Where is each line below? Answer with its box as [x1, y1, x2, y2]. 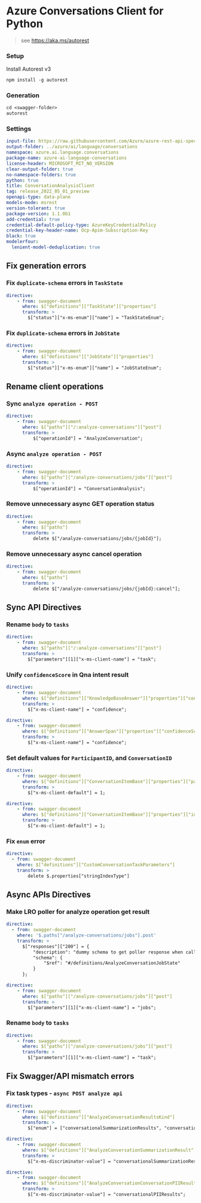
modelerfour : [6, 239, 39, 245]
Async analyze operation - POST [6, 449, 102, 458]
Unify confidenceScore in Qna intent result [6, 670, 129, 679]
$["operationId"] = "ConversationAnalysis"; [32, 485, 146, 491]
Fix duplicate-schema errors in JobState [6, 329, 120, 337]
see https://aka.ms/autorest [20, 37, 90, 44]
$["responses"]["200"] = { [22, 943, 90, 949]
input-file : [6, 138, 36, 145]
